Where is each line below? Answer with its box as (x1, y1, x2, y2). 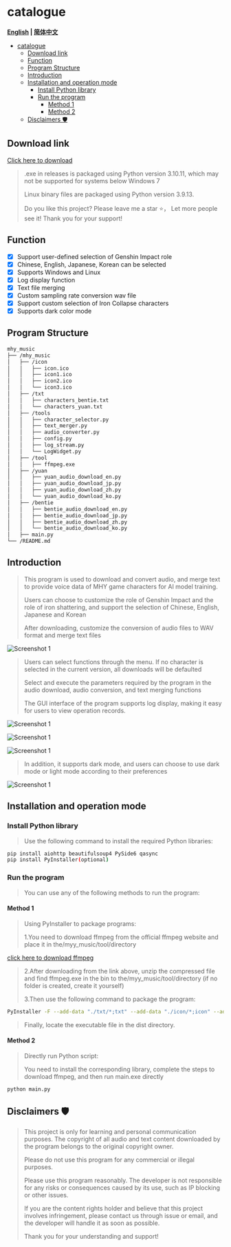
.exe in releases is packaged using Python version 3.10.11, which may (23, 169, 219, 178)
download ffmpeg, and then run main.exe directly (23, 1072, 164, 1080)
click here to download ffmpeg (7, 954, 94, 962)
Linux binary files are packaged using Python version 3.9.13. (23, 190, 195, 198)
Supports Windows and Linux (16, 268, 101, 276)
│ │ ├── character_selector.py (7, 416, 109, 423)
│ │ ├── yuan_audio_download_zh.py (7, 486, 122, 493)
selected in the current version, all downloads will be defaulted (23, 665, 202, 673)
